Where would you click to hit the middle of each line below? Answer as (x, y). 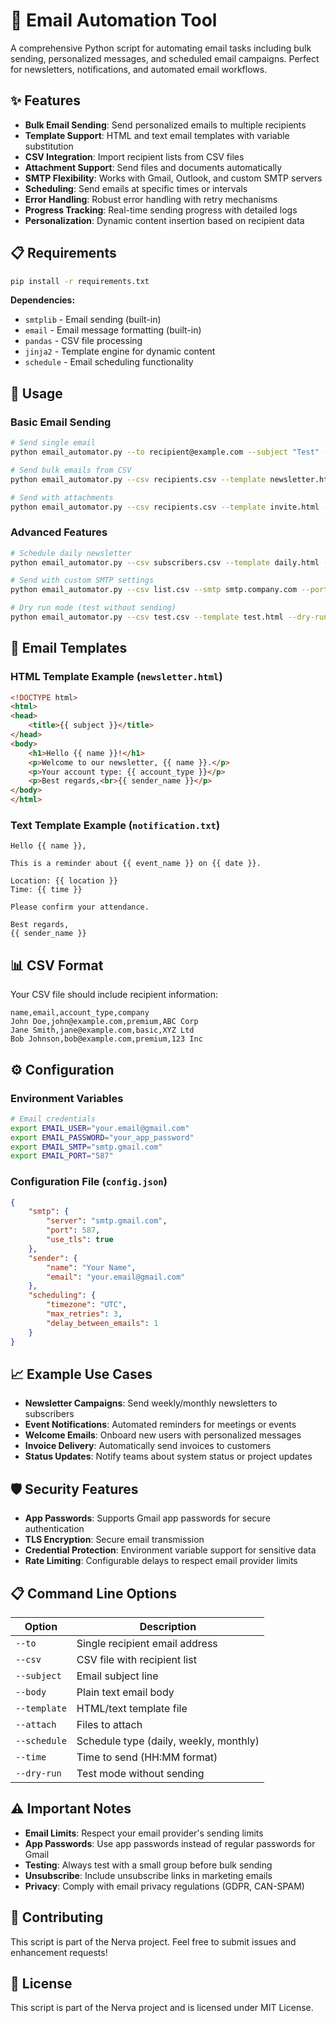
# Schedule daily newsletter (71, 553)
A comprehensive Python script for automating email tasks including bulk (161, 48)
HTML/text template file (132, 1709)
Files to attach (109, 1725)
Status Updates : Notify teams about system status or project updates (168, 1456)
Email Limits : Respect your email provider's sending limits (144, 1833)
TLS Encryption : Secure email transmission (114, 1540)
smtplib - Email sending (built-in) (93, 320)
